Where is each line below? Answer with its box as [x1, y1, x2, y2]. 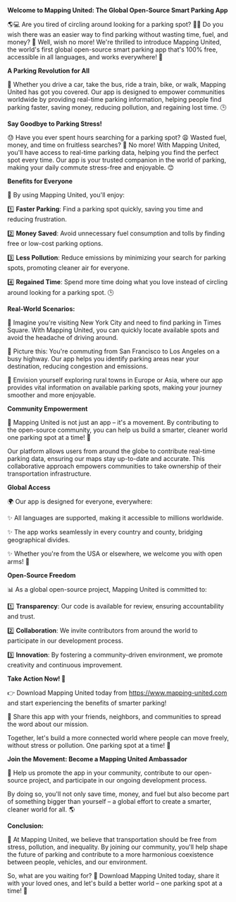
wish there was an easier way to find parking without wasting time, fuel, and [7, 30, 229, 38]
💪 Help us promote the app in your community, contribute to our [7, 768, 193, 777]
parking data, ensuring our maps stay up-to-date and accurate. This [7, 455, 206, 462]
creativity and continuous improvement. [7, 661, 123, 669]
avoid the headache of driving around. [7, 334, 118, 341]
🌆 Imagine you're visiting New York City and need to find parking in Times [7, 318, 222, 327]
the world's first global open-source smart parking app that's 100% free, [7, 45, 218, 54]
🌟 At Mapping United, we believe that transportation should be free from [7, 836, 217, 843]
